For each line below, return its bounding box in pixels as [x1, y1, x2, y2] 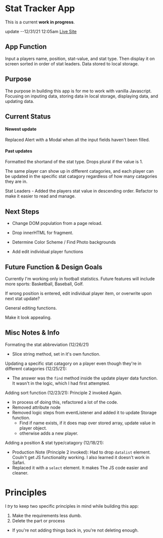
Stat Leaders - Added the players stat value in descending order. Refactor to [5, 188, 158, 194]
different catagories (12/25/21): [5, 365, 67, 371]
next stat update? [5, 296, 40, 301]
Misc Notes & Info [5, 329, 60, 337]
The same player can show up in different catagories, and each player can [5, 168, 154, 174]
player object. [19, 425, 47, 431]
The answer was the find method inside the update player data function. [12, 375, 158, 381]
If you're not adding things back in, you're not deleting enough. [12, 527, 139, 533]
